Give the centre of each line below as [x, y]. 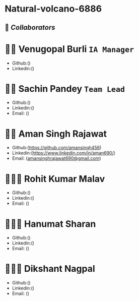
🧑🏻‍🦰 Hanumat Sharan [50, 224]
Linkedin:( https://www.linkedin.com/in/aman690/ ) [64, 153]
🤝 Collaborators [30, 27]
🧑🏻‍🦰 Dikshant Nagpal [50, 269]
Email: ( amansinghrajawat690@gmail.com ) [56, 158]
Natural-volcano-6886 [53, 9]
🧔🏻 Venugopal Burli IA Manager [69, 49]
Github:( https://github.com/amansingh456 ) [57, 148]
